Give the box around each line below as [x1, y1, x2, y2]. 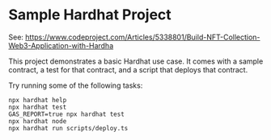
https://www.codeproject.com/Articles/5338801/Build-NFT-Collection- [25, 32, 260, 42]
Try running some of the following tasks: [8, 80, 143, 90]
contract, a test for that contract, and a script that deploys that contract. [8, 64, 248, 74]
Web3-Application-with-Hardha [8, 40, 114, 50]
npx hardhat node [8, 117, 67, 126]
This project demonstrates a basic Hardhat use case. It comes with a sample [8, 56, 264, 66]
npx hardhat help [8, 96, 67, 104]
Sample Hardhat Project [8, 6, 171, 24]
